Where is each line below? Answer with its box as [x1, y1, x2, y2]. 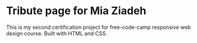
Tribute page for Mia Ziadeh [6, 4, 147, 18]
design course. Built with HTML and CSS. [6, 29, 108, 37]
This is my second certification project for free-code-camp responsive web [6, 24, 192, 31]
